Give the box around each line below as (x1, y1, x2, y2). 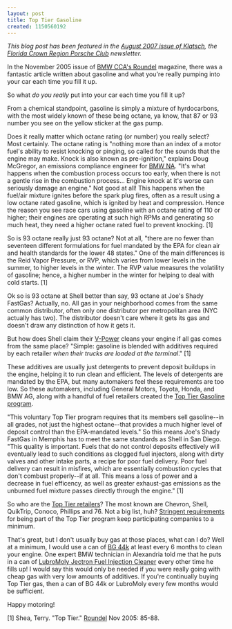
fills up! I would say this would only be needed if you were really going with (7, 565, 221, 574)
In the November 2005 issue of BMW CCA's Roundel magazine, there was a (7, 63, 223, 71)
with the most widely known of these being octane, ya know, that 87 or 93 (7, 112, 217, 120)
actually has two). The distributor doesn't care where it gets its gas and (7, 314, 210, 322)
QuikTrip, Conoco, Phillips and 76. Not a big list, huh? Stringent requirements (7, 507, 225, 516)
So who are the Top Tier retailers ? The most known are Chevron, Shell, (7, 500, 209, 508)
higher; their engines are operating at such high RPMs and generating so (7, 213, 214, 222)
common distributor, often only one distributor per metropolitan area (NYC (7, 306, 218, 315)
